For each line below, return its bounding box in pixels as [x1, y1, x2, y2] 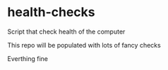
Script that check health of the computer [7, 27, 126, 36]
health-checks [7, 4, 95, 20]
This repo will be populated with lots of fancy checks [7, 41, 161, 49]
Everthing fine [7, 54, 48, 63]
